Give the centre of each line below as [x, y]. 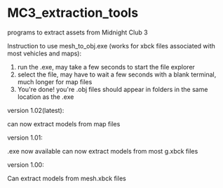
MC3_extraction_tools [73, 13]
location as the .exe [46, 97]
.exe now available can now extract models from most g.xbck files [103, 151]
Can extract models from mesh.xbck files [67, 178]
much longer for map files [55, 81]
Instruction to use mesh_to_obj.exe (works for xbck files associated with [111, 46]
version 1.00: [26, 164]
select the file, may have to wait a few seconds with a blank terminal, [117, 74]
